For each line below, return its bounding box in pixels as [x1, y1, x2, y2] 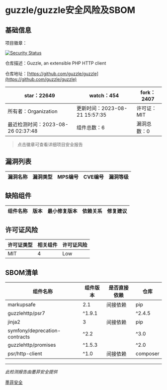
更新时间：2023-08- [76, 105, 128, 112]
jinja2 [7, 318, 21, 325]
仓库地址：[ [5, 71, 29, 77]
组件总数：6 [76, 124, 105, 131]
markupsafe [7, 301, 36, 308]
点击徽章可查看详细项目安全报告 [17, 142, 83, 147]
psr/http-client [7, 350, 42, 357]
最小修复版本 [47, 207, 78, 214]
